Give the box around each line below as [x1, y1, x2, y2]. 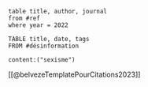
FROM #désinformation [8, 42, 80, 50]
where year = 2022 [8, 21, 68, 29]
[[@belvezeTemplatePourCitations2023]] [8, 70, 141, 79]
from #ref [8, 14, 41, 22]
